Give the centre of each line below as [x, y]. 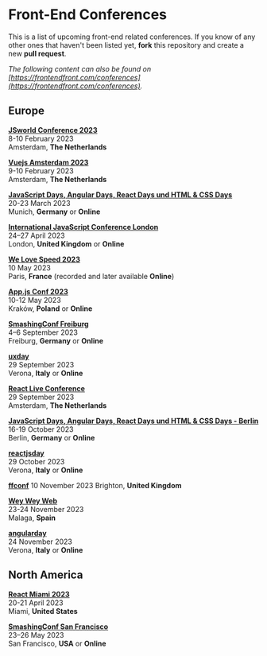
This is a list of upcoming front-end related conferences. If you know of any [132, 37]
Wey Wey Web [33, 501]
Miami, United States [43, 611]
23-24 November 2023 [46, 509]
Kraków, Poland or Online [50, 309]
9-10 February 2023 [41, 171]
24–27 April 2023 [37, 235]
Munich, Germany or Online [54, 212]
